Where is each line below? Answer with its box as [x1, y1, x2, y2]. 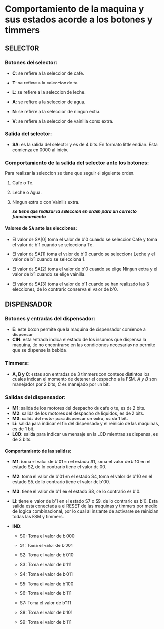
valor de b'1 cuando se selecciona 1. [12, 256, 86, 262]
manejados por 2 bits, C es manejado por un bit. [12, 381, 110, 387]
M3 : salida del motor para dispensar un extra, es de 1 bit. [12, 415, 128, 421]
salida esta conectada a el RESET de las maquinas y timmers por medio [12, 503, 158, 509]
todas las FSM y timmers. [12, 514, 64, 520]
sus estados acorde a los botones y [5, 14, 153, 25]
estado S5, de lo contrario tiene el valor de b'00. [12, 479, 110, 485]
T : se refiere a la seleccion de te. [12, 80, 79, 85]
